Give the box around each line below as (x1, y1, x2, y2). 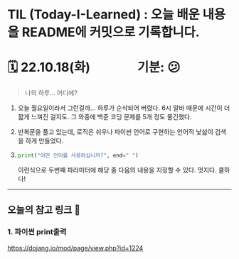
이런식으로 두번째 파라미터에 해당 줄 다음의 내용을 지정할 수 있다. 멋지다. (17, 166, 217, 174)
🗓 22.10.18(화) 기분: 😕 (7, 60, 181, 75)
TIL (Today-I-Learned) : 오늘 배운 (7, 6, 201, 23)
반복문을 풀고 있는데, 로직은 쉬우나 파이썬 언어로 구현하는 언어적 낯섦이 (17, 128, 213, 136)
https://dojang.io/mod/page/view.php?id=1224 (7, 243, 144, 252)
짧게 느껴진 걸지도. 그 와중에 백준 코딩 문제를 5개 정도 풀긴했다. (17, 113, 192, 121)
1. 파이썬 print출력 (7, 227, 67, 237)
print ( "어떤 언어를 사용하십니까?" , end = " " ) (17, 152, 139, 160)
